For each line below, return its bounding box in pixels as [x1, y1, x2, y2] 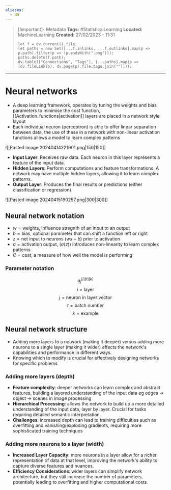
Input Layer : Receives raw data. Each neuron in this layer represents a [12, 154, 160, 160]
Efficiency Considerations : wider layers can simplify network [12, 468, 142, 474]
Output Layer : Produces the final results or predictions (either [12, 181, 142, 187]
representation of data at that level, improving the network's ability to [12, 457, 158, 464]
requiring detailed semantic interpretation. [12, 412, 101, 418]
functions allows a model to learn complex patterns [12, 134, 121, 141]
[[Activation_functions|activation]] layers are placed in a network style [12, 113, 160, 119]
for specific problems [12, 360, 58, 366]
